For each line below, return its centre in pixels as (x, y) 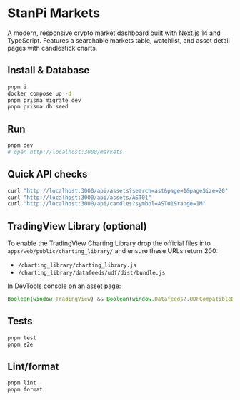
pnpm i (17, 87)
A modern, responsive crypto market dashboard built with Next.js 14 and (114, 33)
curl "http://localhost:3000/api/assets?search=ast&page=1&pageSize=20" (118, 190)
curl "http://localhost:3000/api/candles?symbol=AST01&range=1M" (106, 204)
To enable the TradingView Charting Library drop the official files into (109, 243)
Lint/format (33, 366)
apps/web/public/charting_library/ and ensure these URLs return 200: (113, 251)
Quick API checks (47, 174)
